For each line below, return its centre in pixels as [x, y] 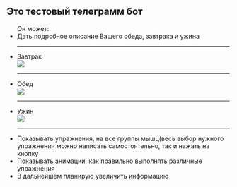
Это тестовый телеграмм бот [75, 12]
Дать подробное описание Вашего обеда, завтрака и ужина [108, 36]
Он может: [33, 28]
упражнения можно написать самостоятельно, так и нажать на [113, 146]
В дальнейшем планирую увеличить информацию [93, 176]
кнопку [28, 153]
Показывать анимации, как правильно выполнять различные [109, 161]
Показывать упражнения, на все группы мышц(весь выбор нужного [120, 138]
